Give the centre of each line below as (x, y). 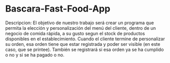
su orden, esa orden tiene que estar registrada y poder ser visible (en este (83, 44)
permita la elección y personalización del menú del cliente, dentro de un (81, 28)
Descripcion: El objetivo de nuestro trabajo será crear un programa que (80, 23)
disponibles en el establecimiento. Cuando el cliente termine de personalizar (85, 39)
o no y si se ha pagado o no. (35, 55)
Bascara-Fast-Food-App (58, 9)
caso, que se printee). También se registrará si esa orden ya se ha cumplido (84, 49)
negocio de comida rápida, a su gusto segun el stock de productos (75, 33)
